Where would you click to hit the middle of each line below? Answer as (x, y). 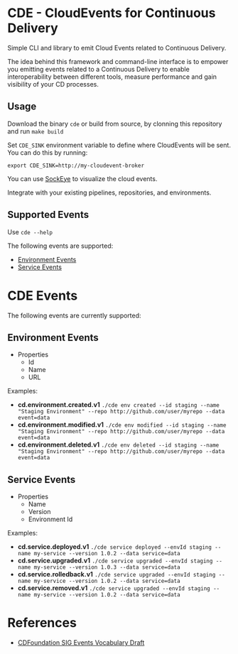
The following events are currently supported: (74, 315)
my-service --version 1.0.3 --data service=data (107, 567)
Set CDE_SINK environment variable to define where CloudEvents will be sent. (119, 145)
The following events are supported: (60, 246)
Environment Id (50, 519)
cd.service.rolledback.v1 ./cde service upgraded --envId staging (117, 574)
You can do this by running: (48, 152)
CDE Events (43, 295)
